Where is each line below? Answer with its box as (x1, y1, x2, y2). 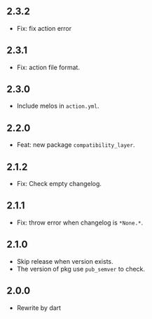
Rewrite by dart (16, 304, 61, 312)
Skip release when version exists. (16, 257, 113, 265)
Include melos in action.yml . (16, 101, 99, 111)
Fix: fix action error (16, 24, 72, 32)
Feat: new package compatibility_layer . (16, 141, 135, 149)
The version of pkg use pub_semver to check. (16, 264, 145, 273)
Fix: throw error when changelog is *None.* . (16, 218, 144, 227)
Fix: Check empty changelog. (16, 180, 102, 188)
